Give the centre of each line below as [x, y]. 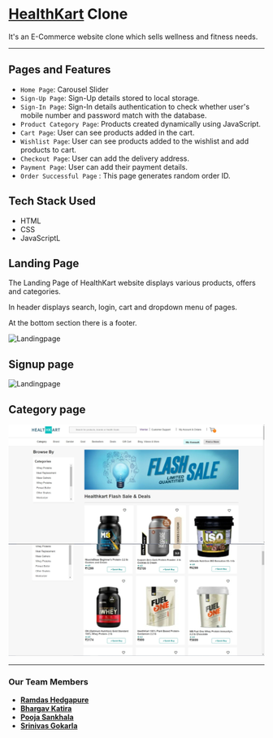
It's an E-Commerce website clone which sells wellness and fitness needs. [133, 37]
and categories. [35, 291]
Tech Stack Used [52, 201]
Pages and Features [60, 70]
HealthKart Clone [68, 14]
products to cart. [48, 149]
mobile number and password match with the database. [113, 115]
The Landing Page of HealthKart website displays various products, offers [132, 283]
